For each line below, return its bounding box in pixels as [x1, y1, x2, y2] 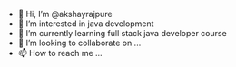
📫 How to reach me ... [17, 48, 103, 58]
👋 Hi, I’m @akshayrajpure [17, 9, 113, 19]
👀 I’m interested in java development [17, 18, 154, 29]
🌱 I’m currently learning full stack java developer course [17, 28, 227, 38]
